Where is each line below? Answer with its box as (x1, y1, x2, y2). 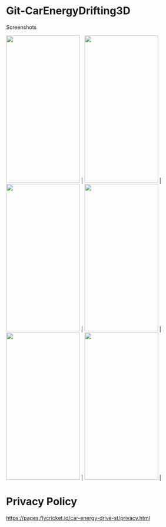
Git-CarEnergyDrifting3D (6, 4, 131, 18)
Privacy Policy (6, 495, 78, 508)
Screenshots (6, 24, 37, 31)
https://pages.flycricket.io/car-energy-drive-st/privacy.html (6, 514, 150, 521)
